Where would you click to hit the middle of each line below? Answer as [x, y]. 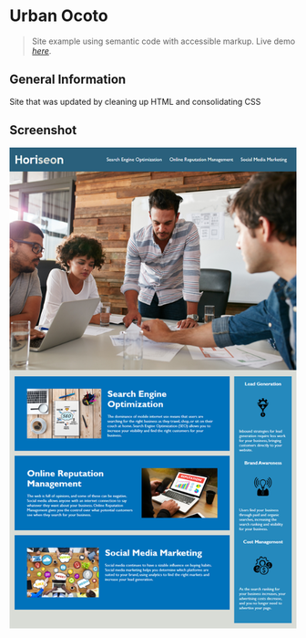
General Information [68, 80]
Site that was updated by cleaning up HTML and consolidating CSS [135, 101]
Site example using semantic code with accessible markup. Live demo [163, 41]
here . [41, 50]
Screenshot [43, 130]
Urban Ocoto [59, 16]
